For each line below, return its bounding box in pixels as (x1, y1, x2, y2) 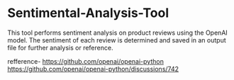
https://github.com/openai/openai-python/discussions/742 (7, 64, 179, 73)
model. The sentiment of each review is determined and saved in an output (7, 35, 227, 44)
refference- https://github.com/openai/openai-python (7, 57, 165, 65)
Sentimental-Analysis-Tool (7, 5, 169, 21)
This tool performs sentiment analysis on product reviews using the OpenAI (7, 28, 228, 37)
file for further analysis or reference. (7, 43, 113, 52)
